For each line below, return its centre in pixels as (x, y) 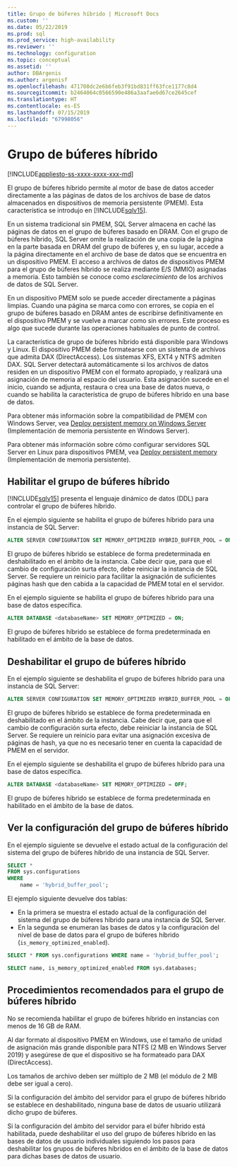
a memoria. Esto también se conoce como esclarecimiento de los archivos (115, 276)
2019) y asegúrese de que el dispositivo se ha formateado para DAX (106, 1054)
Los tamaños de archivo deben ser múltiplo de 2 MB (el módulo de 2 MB (112, 1076)
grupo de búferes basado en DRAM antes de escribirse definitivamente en (115, 313)
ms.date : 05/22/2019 (38, 27)
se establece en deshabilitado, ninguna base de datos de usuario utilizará (114, 1105)
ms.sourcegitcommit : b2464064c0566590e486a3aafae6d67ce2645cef (102, 93)
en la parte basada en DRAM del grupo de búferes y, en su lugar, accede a (116, 246)
